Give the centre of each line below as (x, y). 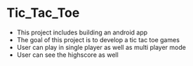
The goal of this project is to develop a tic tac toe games (98, 39)
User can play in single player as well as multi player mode (101, 47)
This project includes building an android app (82, 32)
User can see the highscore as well (67, 55)
